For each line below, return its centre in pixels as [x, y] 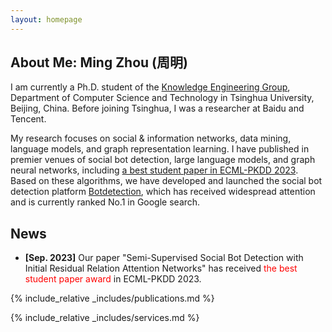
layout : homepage [46, 19]
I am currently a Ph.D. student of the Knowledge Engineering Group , [150, 87]
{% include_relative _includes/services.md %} [105, 318]
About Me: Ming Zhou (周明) [99, 62]
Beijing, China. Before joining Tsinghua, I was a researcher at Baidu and [157, 108]
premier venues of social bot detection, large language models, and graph [163, 160]
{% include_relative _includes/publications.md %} [112, 298]
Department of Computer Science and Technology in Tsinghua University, [162, 98]
